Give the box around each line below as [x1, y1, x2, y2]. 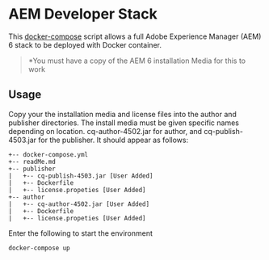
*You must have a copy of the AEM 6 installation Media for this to [27, 56, 246, 65]
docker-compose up [8, 244, 70, 252]
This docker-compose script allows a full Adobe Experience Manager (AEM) [8, 31, 262, 41]
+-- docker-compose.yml [8, 150, 89, 158]
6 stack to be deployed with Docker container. [8, 40, 162, 49]
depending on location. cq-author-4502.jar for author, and [8, 126, 203, 136]
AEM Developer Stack [8, 5, 158, 23]
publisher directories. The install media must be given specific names [8, 118, 240, 128]
